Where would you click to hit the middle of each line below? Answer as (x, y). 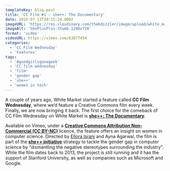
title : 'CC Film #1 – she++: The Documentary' (55, 15)
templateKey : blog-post (30, 10)
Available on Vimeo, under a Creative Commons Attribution (68, 125)
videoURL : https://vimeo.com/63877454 (46, 38)
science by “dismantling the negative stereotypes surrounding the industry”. (84, 147)
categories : (18, 43)
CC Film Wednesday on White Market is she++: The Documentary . (75, 116)
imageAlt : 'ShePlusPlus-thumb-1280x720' (49, 29)
